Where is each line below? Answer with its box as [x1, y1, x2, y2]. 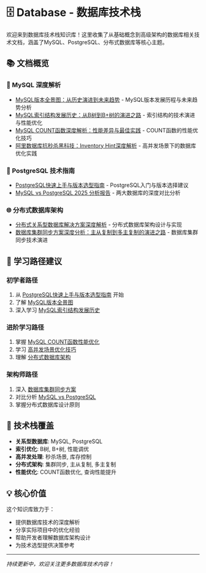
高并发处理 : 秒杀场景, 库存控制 [15, 453, 92, 460]
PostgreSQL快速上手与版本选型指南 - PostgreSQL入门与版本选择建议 [15, 181, 189, 189]
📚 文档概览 [6, 58, 50, 69]
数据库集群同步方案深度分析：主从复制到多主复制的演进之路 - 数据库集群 [15, 229, 199, 236]
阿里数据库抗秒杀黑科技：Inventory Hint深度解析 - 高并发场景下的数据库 [15, 142, 196, 149]
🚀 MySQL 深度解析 [6, 81, 61, 89]
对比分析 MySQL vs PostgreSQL [15, 393, 96, 400]
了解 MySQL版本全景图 [15, 298, 74, 306]
